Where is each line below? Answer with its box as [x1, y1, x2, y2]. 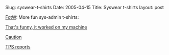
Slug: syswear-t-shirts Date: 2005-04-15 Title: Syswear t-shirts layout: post [5, 5, 164, 10]
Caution [5, 34, 22, 40]
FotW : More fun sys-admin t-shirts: [5, 14, 79, 20]
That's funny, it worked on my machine [5, 24, 88, 30]
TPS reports [5, 44, 31, 50]
